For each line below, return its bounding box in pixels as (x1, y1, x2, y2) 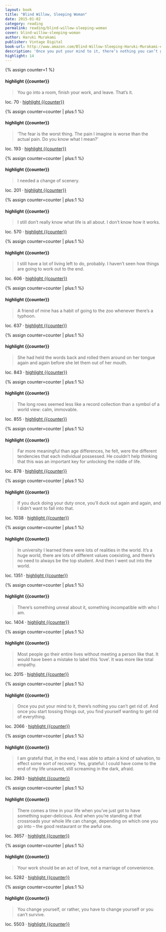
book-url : (5, 44, 26, 49)
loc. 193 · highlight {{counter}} (5, 146, 67, 152)
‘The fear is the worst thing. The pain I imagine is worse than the (17, 131, 148, 137)
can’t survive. (17, 912, 45, 918)
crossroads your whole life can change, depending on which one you (17, 818, 158, 824)
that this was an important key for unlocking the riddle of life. (17, 459, 142, 465)
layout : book (5, 7, 32, 12)
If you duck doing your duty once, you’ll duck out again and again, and (17, 500, 161, 506)
